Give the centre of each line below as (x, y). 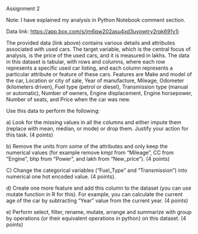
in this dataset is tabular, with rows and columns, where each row (86, 62)
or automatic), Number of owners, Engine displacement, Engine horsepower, (99, 93)
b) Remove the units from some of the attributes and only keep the (87, 146)
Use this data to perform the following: (53, 111)
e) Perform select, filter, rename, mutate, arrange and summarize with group (99, 212)
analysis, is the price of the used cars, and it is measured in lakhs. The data (98, 55)
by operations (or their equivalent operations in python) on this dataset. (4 (96, 218)
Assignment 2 (23, 9)
